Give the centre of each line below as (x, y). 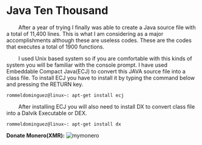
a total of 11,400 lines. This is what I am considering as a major (85, 33)
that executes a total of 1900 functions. (56, 47)
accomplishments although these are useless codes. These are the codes (99, 40)
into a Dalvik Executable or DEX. (47, 113)
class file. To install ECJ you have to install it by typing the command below (101, 78)
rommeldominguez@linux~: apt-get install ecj (65, 95)
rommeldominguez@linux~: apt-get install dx (64, 124)
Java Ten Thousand (57, 11)
